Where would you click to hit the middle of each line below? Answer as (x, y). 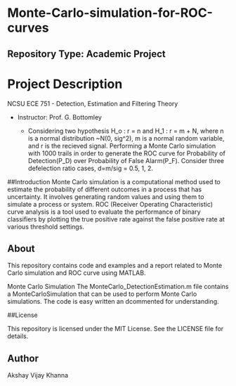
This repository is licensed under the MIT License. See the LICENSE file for (116, 329)
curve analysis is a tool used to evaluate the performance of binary (104, 212)
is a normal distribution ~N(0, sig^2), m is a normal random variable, (126, 138)
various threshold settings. (46, 226)
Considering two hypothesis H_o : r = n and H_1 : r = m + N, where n (126, 131)
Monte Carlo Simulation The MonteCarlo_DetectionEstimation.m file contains (118, 287)
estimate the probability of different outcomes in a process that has (105, 189)
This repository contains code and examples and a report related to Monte (115, 266)
